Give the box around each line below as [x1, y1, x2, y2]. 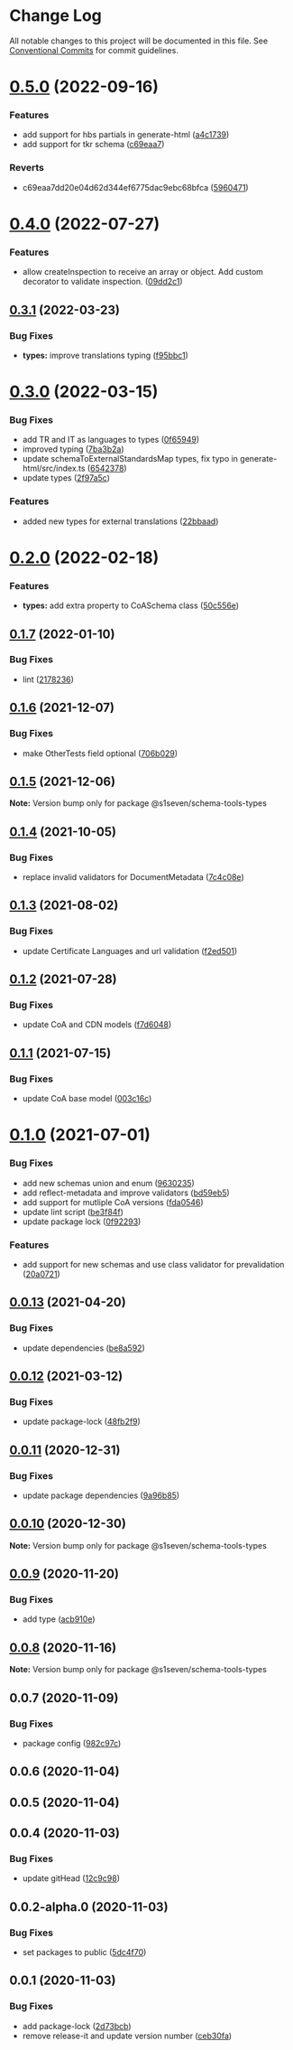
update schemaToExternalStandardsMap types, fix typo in [22, 454, 239, 464]
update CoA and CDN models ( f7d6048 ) [22, 1019, 172, 1030]
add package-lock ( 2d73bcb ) [22, 2020, 133, 2031]
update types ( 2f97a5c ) [22, 473, 111, 483]
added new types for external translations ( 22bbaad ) [22, 516, 219, 527]
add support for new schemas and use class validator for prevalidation [22, 1259, 285, 1269]
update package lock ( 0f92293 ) [22, 1216, 142, 1227]
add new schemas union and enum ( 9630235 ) [22, 1177, 196, 1188]
